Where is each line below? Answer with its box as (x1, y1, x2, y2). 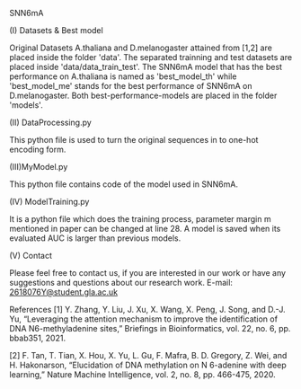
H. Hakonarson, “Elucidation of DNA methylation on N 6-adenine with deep (9, 359, 288, 370)
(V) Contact (9, 251, 52, 261)
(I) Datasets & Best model (9, 25, 103, 35)
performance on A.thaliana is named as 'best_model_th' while (9, 71, 237, 82)
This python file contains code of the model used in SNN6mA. (9, 179, 239, 190)
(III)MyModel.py (9, 162, 68, 172)
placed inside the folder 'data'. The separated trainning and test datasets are (9, 52, 293, 62)
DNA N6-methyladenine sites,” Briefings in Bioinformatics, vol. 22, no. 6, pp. (9, 323, 291, 333)
